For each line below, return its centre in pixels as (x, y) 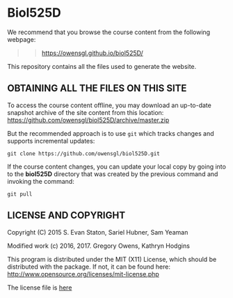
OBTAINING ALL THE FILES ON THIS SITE (97, 88)
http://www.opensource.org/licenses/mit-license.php (83, 274)
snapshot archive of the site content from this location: (86, 112)
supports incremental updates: (51, 141)
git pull (20, 194)
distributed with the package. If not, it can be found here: (89, 267)
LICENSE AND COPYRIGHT (66, 215)
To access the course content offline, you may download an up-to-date (110, 105)
